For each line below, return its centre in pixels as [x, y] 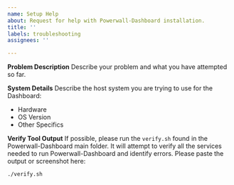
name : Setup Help [33, 14]
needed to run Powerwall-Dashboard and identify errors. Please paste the [116, 154]
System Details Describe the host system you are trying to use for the [110, 88]
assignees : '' [28, 41]
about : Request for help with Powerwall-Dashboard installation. [106, 21]
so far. [17, 75]
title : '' [22, 27]
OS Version [34, 117]
